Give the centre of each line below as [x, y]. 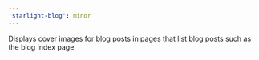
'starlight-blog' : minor [50, 16]
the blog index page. [42, 47]
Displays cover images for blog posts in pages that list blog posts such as [130, 38]
